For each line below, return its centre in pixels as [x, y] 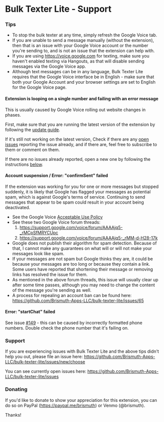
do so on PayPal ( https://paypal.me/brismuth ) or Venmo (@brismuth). [75, 405]
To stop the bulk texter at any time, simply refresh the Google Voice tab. [85, 35]
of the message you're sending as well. [52, 290]
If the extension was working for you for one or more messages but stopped [82, 186]
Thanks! [13, 415]
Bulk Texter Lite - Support [58, 9]
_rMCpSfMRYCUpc [39, 233]
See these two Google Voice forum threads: [56, 222]
